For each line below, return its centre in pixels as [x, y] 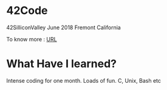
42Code [27, 11]
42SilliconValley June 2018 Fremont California [64, 27]
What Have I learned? [62, 64]
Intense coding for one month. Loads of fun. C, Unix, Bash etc [83, 80]
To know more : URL [32, 39]
